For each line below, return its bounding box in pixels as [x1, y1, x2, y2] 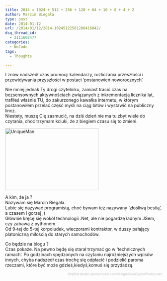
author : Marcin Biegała [5, 12, 55, 17]
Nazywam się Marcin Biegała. [5, 200, 66, 206]
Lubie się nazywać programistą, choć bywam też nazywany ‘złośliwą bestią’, [5, 205, 162, 211]
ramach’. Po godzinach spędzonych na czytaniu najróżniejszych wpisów [5, 252, 153, 258]
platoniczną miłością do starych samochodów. [5, 231, 100, 237]
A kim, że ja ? [5, 194, 32, 200]
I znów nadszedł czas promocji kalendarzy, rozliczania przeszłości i [5, 72, 144, 78]
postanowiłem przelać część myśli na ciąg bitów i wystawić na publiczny [5, 103, 154, 109]
